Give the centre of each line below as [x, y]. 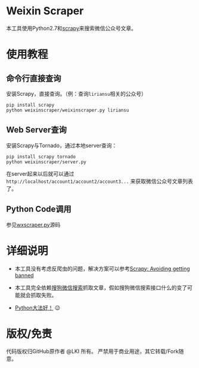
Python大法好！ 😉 [38, 307]
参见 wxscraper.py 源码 [33, 224]
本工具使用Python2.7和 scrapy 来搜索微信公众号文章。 [71, 28]
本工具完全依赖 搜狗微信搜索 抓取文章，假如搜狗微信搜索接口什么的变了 [101, 288]
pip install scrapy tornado [41, 157]
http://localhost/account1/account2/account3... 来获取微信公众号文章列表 [100, 181]
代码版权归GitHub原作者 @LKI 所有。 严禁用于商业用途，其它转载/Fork [92, 351]
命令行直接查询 [34, 78]
